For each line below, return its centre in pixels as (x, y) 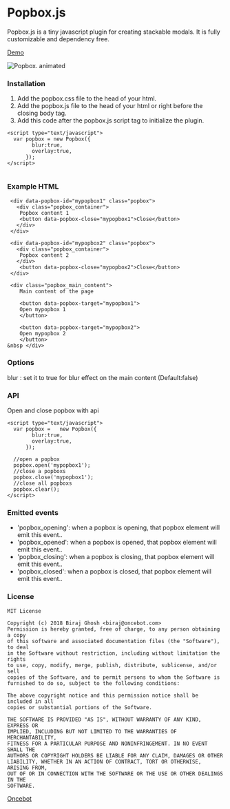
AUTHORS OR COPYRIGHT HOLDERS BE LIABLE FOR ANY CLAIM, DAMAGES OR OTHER (115, 755)
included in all (30, 701)
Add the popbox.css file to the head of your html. (87, 98)
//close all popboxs (43, 483)
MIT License (24, 611)
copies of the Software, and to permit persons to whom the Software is (114, 677)
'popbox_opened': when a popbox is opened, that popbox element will (117, 543)
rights (17, 659)
